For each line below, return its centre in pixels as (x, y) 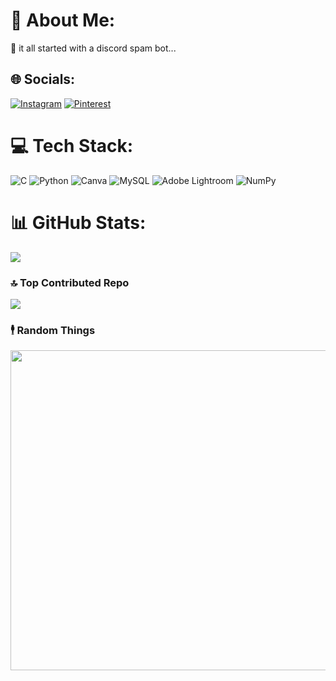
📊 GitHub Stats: (78, 222)
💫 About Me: (63, 20)
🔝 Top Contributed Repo (70, 282)
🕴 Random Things (53, 330)
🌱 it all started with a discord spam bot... (93, 48)
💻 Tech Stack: (72, 145)
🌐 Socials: (43, 79)
